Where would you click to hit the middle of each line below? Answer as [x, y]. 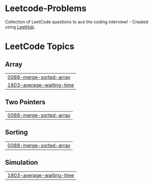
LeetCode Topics [40, 47]
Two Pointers [25, 102]
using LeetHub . [20, 27]
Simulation [21, 162]
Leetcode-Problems [46, 8]
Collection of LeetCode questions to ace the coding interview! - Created [77, 22]
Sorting [16, 133]
